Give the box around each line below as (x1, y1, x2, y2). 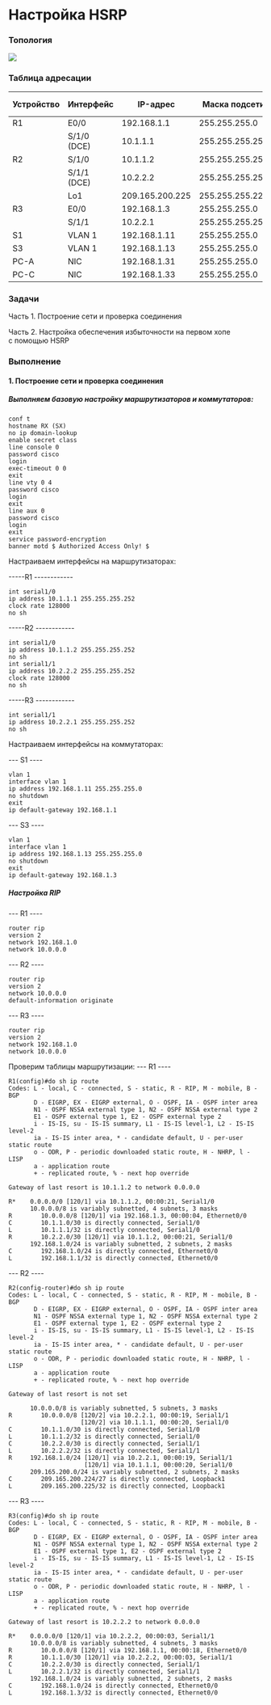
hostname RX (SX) (8, 422, 67, 430)
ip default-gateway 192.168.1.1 (8, 806, 117, 814)
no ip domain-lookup (8, 428, 78, 437)
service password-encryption (8, 535, 106, 543)
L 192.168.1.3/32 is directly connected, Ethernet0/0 (8, 1688, 219, 1697)
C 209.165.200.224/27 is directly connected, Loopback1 (8, 1475, 226, 1483)
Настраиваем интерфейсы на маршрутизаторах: (8, 556, 177, 566)
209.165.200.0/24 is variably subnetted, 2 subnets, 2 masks (29, 1467, 240, 1476)
